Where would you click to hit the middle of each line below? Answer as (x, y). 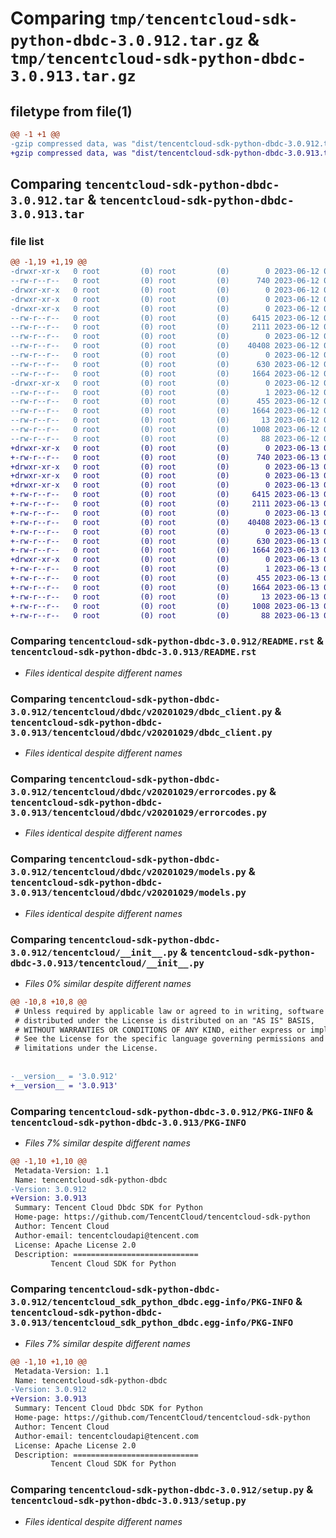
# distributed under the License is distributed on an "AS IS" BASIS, (164, 1020)
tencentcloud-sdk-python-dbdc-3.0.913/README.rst (133, 652)
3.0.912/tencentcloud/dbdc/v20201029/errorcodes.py (139, 791)
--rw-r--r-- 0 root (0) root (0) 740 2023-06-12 (165, 281)
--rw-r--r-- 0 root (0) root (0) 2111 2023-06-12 (165, 327)
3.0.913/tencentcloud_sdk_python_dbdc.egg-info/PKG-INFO (152, 1323)
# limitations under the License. (86, 1048)
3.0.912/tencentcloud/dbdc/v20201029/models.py (128, 872)
